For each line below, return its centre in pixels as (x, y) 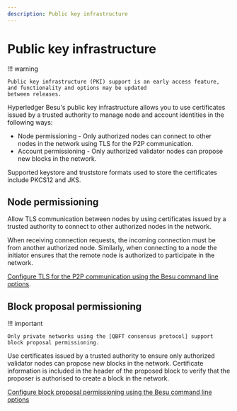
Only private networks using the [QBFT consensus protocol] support (110, 337)
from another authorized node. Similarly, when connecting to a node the (112, 248)
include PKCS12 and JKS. (44, 180)
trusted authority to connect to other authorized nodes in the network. (109, 227)
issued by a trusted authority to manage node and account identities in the (116, 115)
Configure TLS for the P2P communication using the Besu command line (113, 276)
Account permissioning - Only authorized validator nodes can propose (120, 151)
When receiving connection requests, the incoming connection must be (111, 240)
